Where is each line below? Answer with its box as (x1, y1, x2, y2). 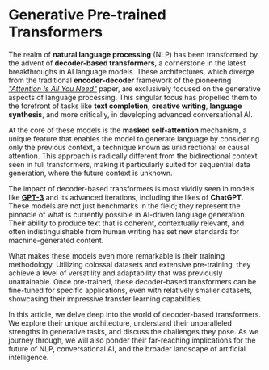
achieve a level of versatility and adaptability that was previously (8, 268, 223, 278)
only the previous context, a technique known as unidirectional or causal (8, 142, 250, 152)
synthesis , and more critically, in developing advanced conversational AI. (8, 109, 253, 119)
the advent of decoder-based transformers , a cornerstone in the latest (8, 58, 246, 68)
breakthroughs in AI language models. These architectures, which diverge (8, 66, 254, 76)
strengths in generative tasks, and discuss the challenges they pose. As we (8, 326, 259, 336)
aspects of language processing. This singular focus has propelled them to (8, 92, 258, 102)
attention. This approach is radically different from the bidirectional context (8, 151, 258, 161)
